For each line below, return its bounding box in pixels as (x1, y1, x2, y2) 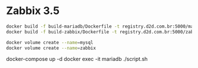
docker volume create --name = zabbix (6, 45, 96, 51)
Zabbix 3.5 (6, 4, 60, 18)
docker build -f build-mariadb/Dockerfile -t (6, 23, 120, 29)
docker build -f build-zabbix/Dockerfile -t (6, 29, 117, 35)
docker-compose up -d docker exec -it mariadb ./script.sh (6, 56, 148, 63)
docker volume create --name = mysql (6, 39, 94, 45)
